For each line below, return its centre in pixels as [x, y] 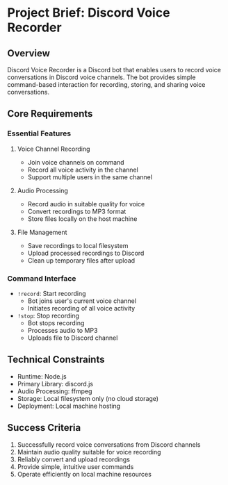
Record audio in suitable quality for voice [86, 204]
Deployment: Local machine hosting [68, 406]
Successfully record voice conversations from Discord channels [109, 444]
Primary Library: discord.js [55, 384]
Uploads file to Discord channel [73, 338]
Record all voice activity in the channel [83, 170]
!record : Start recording [51, 293]
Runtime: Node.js [42, 376]
